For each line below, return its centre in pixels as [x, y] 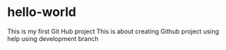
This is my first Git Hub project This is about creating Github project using [113, 31]
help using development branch [53, 38]
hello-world [42, 12]
